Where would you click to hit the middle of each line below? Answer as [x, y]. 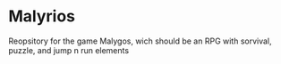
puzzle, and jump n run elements [69, 50]
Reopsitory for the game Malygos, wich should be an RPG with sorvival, [140, 41]
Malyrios [42, 16]
